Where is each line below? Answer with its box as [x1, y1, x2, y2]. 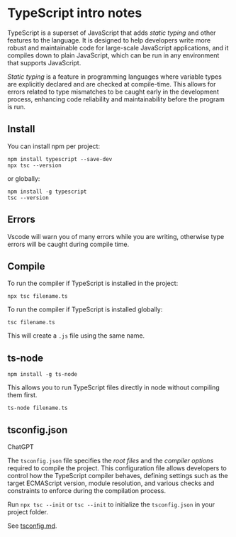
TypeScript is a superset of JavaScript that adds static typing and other [7, 28, 216, 37]
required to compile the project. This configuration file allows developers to [7, 464, 227, 472]
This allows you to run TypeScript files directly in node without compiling [7, 383, 220, 392]
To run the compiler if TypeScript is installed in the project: [7, 279, 179, 288]
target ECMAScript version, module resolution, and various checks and [7, 479, 215, 487]
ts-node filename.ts [7, 404, 69, 412]
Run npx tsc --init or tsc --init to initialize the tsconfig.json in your [7, 500, 215, 509]
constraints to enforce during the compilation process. [7, 487, 167, 494]
